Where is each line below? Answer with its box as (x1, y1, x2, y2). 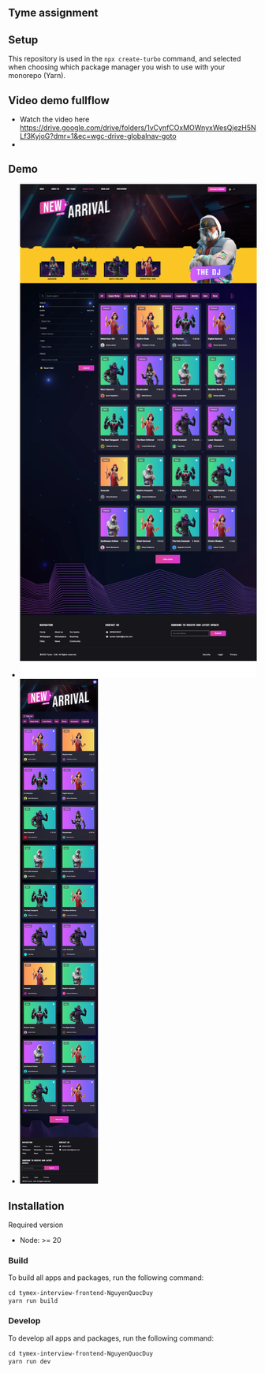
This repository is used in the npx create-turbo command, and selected (8, 54, 241, 64)
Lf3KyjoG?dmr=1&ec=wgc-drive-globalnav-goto (19, 132, 177, 141)
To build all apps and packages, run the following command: (8, 1273, 204, 1282)
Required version (8, 1220, 64, 1229)
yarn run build (8, 1297, 58, 1305)
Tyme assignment (8, 6, 99, 20)
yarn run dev (8, 1357, 51, 1365)
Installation (8, 1199, 65, 1213)
